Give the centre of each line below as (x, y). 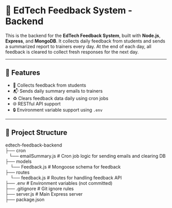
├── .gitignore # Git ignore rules (40, 189)
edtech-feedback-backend (34, 145)
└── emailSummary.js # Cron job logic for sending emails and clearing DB (87, 156)
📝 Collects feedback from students (49, 85)
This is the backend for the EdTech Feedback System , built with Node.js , (83, 35)
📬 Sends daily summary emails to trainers (58, 91)
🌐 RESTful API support (37, 103)
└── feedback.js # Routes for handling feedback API (66, 178)
